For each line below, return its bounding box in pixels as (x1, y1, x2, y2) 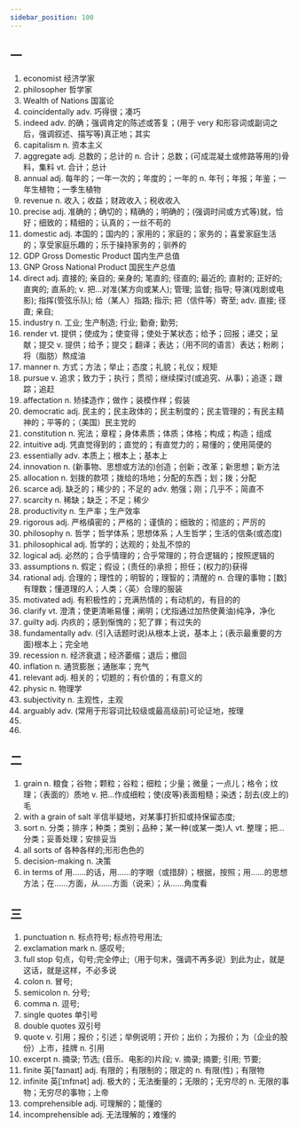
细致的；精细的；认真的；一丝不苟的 (38, 217, 171, 228)
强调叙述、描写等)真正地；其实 (38, 129, 151, 139)
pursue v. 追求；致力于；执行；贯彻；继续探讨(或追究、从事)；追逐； (22, 373, 276, 383)
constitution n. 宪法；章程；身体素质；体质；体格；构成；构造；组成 (22, 428, 272, 439)
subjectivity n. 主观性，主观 (22, 694, 123, 706)
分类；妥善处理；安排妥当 (22, 833, 117, 844)
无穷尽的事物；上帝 (38, 1087, 109, 1098)
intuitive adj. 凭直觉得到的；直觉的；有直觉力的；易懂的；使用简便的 (22, 439, 272, 450)
